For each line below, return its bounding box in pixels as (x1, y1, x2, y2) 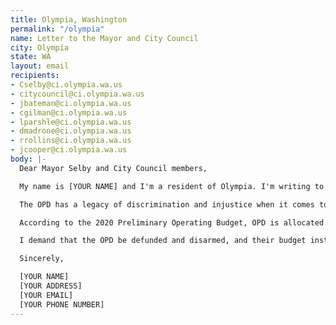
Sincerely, (19, 254, 65, 264)
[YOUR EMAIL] (19, 290, 74, 300)
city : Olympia (10, 42, 70, 53)
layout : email (10, 61, 70, 71)
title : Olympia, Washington (10, 14, 128, 25)
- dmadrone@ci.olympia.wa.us (10, 126, 132, 136)
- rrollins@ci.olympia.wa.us (10, 136, 132, 146)
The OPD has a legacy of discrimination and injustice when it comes (19, 199, 315, 210)
